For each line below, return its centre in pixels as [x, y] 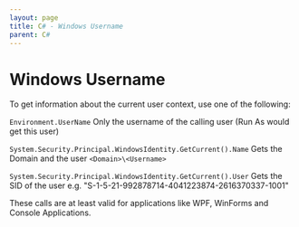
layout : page [34, 18]
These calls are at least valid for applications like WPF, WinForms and [139, 203]
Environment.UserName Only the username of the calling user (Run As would [149, 122]
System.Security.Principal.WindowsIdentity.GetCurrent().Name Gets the [146, 149]
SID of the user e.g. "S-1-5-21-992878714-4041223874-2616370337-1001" [149, 185]
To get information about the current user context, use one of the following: [150, 104]
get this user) [34, 131]
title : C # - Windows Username [67, 26]
